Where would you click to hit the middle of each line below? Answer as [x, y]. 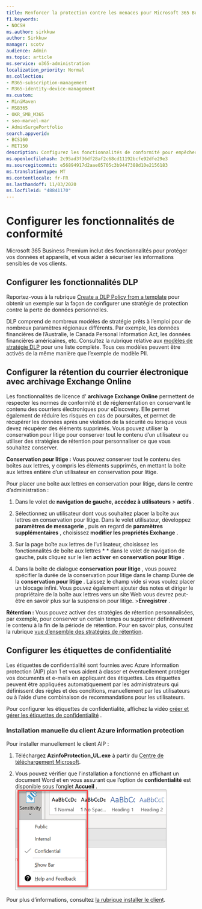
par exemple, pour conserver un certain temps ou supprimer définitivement [99, 619]
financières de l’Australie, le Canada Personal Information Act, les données [99, 334]
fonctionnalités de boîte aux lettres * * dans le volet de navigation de [100, 551]
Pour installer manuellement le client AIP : [58, 743]
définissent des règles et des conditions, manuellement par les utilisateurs [98, 690]
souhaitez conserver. [32, 447]
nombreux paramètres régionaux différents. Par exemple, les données [93, 328]
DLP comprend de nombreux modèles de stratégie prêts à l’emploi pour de [99, 321]
